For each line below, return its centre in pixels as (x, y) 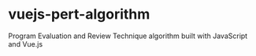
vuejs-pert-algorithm (79, 14)
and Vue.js (26, 44)
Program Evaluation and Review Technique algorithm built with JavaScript (128, 36)
